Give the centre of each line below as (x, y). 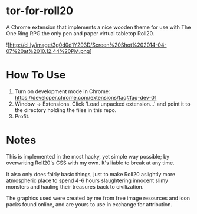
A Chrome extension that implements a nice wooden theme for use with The (98, 27)
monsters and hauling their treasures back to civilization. (75, 186)
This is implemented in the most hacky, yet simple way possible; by (88, 156)
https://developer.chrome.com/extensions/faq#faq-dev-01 (86, 97)
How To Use (36, 75)
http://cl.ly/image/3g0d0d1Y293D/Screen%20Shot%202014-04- (88, 45)
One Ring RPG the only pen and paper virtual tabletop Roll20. (80, 33)
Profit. (22, 116)
